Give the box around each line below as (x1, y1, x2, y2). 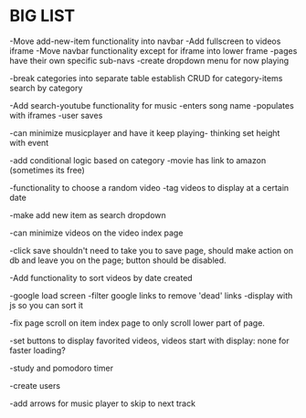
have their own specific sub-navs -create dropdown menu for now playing (9, 55, 290, 66)
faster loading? (9, 344, 66, 356)
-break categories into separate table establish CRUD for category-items (9, 72, 283, 83)
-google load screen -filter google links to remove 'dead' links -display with (9, 289, 293, 301)
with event (9, 137, 49, 148)
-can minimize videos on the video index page (9, 227, 184, 238)
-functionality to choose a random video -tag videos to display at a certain (9, 182, 290, 193)
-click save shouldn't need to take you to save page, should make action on (9, 245, 294, 256)
